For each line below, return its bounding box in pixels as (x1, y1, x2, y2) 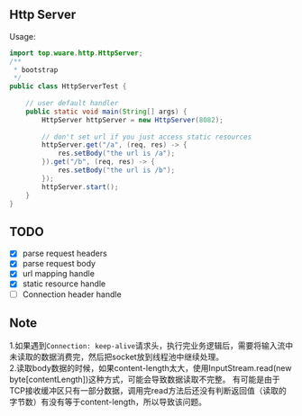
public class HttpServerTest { (9, 82, 127, 91)
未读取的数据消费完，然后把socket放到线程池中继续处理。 (9, 351, 224, 363)
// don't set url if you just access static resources (41, 132, 252, 141)
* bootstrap (13, 65, 59, 75)
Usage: (9, 31, 36, 41)
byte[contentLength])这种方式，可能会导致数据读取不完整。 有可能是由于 (9, 374, 280, 385)
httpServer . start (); (41, 182, 119, 192)
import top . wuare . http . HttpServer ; (9, 49, 143, 58)
